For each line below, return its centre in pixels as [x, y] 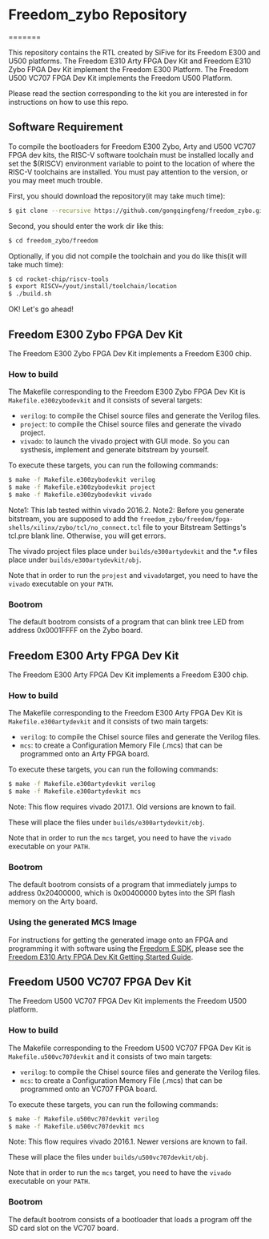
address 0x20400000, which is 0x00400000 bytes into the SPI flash [122, 893]
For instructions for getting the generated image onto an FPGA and [118, 940]
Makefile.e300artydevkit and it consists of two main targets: [108, 721]
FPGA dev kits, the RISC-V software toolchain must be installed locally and [131, 154]
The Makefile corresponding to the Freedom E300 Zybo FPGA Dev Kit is [127, 392]
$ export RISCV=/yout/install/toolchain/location [93, 287]
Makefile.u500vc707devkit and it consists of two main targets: [110, 1056]
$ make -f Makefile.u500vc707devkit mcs [77, 1126]
